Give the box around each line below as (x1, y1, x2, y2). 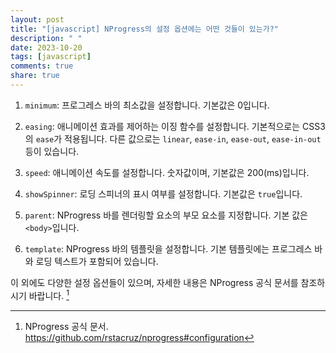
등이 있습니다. (24, 145, 80, 157)
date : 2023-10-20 (10, 42, 83, 53)
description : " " (10, 33, 83, 43)
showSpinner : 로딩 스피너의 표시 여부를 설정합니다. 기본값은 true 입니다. (24, 187, 303, 200)
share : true (10, 71, 60, 81)
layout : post (10, 14, 65, 25)
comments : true (10, 61, 74, 71)
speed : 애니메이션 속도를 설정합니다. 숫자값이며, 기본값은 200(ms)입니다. (24, 166, 310, 178)
